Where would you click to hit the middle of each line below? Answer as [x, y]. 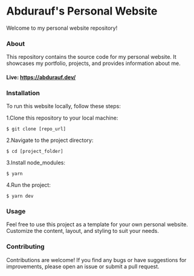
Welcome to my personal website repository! [62, 28]
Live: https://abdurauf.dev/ [41, 77]
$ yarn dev [20, 196]
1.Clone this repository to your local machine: [62, 118]
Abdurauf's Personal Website [82, 11]
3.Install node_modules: [36, 163]
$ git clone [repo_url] [36, 129]
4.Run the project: [29, 185]
